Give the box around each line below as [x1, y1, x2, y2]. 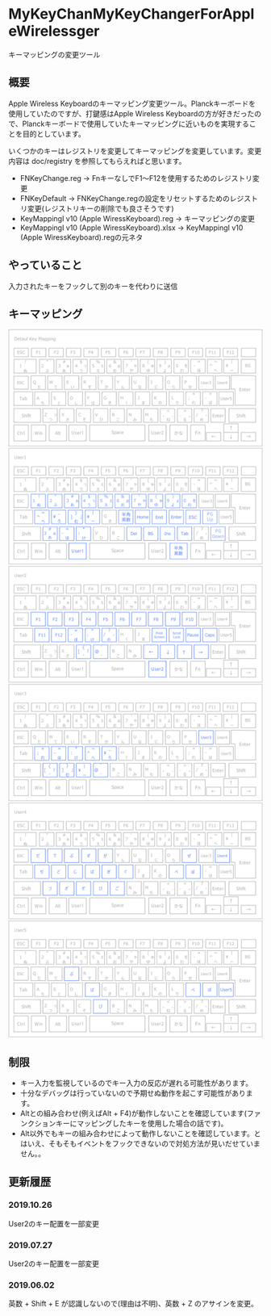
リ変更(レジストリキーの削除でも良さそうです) [19, 203, 175, 213]
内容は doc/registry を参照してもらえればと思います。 [8, 156, 186, 166]
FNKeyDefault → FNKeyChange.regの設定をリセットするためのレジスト [19, 193, 258, 203]
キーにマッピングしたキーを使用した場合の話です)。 [55, 1119, 228, 1129]
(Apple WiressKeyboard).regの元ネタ [19, 232, 144, 242]
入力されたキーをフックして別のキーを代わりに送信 [8, 281, 178, 291]
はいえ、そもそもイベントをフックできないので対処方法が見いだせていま [19, 1139, 261, 1149]
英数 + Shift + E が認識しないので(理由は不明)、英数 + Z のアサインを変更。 [8, 1299, 258, 1309]
